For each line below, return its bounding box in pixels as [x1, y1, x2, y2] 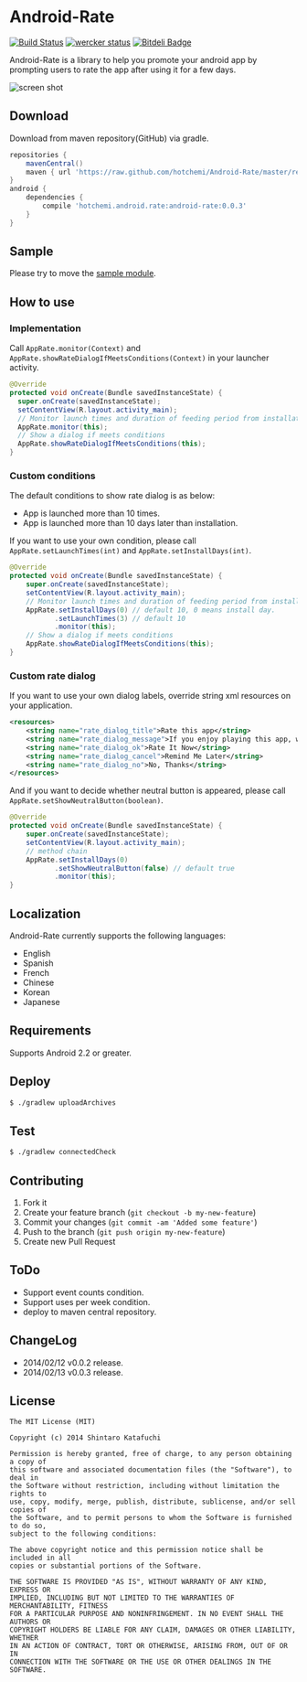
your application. [9, 700, 73, 711]
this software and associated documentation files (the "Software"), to [9, 1465, 292, 1474]
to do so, [9, 1521, 48, 1531]
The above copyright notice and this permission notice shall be [9, 1546, 263, 1555]
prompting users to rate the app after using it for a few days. [9, 64, 237, 75]
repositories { [9, 150, 68, 159]
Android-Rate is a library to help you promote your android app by [9, 54, 258, 65]
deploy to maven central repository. [22, 1306, 157, 1317]
